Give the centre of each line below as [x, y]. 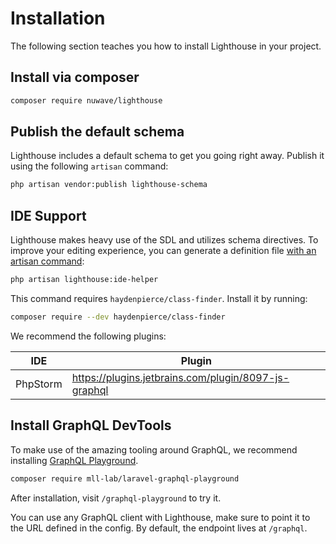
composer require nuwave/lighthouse [86, 100]
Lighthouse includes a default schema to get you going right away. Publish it [167, 156]
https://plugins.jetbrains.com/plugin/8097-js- [180, 377]
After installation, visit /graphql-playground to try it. [116, 498]
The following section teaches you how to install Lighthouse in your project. [166, 46]
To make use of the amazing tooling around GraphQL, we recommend [154, 449]
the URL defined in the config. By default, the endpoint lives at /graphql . [159, 528]
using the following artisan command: [89, 166]
